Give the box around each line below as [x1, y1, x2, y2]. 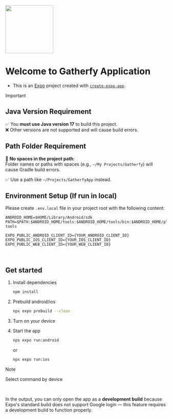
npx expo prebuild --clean [12, 309, 71, 314]
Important [5, 92, 26, 98]
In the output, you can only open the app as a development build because [5, 396, 162, 402]
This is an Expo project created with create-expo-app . [12, 82, 126, 89]
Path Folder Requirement [5, 142, 86, 151]
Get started [5, 266, 42, 274]
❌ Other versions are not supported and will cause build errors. [5, 127, 139, 133]
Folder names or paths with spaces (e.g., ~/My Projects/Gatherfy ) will [5, 161, 153, 167]
